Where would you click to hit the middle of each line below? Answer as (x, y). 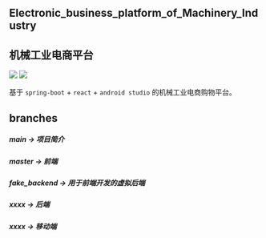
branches (34, 118)
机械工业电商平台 (51, 55)
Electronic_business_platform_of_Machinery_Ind (134, 13)
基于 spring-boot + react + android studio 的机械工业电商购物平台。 (123, 92)
